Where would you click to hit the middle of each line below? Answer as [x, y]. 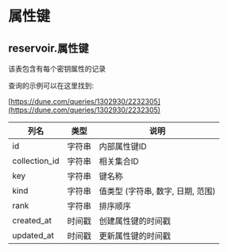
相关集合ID [119, 161]
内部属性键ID [123, 146]
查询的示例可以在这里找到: [51, 85]
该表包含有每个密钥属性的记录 [57, 69]
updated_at [33, 235]
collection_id [36, 161]
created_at [32, 221]
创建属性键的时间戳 [135, 221]
